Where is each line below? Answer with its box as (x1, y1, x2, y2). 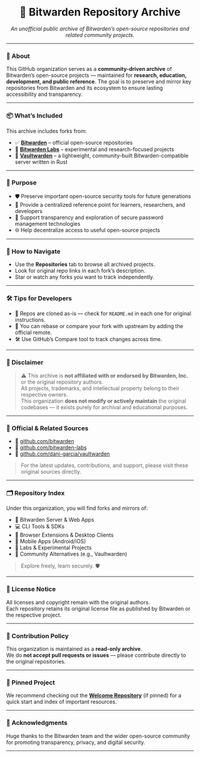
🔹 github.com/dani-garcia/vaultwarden (14, 450, 110, 457)
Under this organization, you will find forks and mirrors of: (6, 504, 148, 512)
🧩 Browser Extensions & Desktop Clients (14, 531, 114, 538)
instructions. (14, 316, 46, 323)
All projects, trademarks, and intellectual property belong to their (20, 384, 180, 392)
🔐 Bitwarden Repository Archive (19, 5, 181, 19)
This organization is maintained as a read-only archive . (6, 645, 143, 652)
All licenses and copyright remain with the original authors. (6, 599, 151, 606)
